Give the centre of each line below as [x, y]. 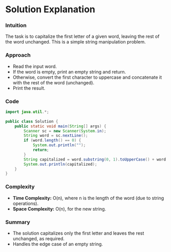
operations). [26, 203]
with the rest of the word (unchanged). [54, 82]
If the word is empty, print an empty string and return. [69, 72]
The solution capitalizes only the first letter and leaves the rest [78, 233]
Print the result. [29, 88]
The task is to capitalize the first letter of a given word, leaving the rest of [82, 36]
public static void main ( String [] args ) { [60, 126]
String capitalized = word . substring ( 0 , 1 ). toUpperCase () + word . [96, 159]
